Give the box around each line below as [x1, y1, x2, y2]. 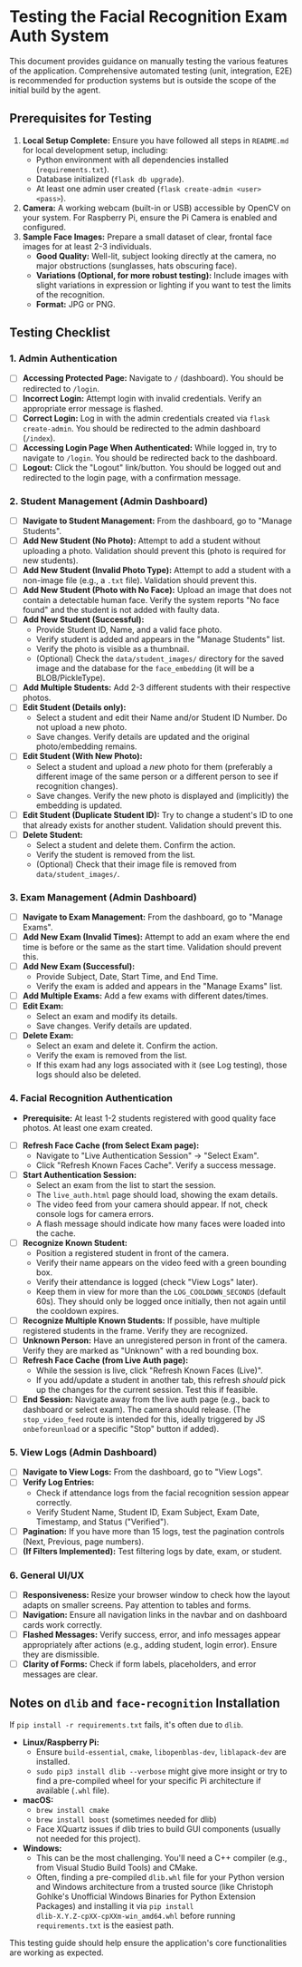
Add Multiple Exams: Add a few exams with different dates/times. [22, 990, 269, 1001]
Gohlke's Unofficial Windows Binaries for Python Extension [35, 1891, 256, 1902]
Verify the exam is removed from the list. [35, 1050, 188, 1061]
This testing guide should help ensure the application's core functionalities [9, 1937, 288, 1948]
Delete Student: [22, 829, 83, 840]
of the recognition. [35, 288, 106, 300]
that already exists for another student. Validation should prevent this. [22, 819, 282, 831]
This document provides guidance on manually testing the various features [9, 55, 288, 66]
